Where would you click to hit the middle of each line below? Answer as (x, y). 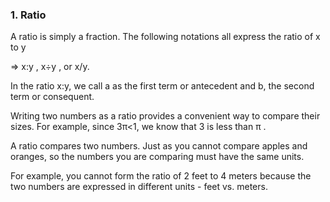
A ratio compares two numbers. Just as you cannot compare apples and (159, 146)
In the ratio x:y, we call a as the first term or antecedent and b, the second (162, 86)
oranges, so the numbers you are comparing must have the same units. (157, 157)
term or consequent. (52, 97)
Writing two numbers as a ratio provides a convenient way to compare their (165, 116)
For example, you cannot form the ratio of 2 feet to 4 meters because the (161, 176)
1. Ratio (28, 15)
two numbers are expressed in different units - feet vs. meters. (139, 187)
